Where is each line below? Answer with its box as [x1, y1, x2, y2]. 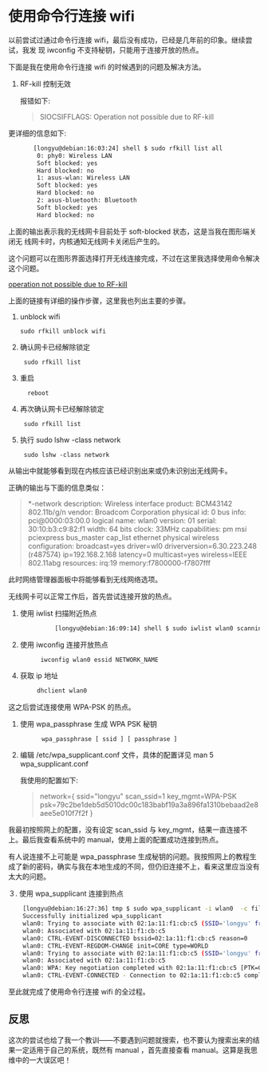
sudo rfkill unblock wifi [19, 327, 106, 335]
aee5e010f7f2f [39, 809, 89, 818]
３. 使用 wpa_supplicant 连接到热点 [8, 889, 124, 898]
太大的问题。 [8, 872, 50, 881]
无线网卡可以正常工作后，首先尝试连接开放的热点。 [8, 591, 176, 601]
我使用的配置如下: [19, 775, 78, 786]
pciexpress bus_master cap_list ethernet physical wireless [27, 532, 219, 542]
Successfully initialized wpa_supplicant [22, 912, 162, 920]
